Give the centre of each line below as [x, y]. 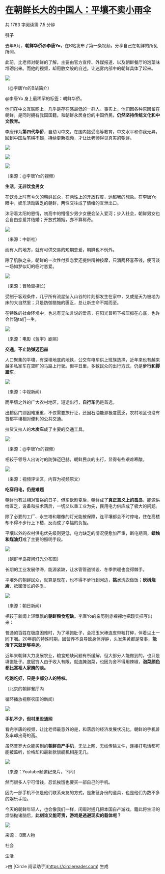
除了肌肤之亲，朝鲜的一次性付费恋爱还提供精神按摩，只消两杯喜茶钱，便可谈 [82, 260]
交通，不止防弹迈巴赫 [27, 349]
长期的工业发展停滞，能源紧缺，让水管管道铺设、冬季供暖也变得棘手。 [76, 569]
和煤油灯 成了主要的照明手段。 [35, 539]
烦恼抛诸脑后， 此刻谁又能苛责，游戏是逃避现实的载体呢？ [63, 815]
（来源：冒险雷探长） [27, 286]
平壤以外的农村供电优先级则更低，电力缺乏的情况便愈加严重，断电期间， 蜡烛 [82, 533]
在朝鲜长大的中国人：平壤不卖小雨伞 [78, 10]
